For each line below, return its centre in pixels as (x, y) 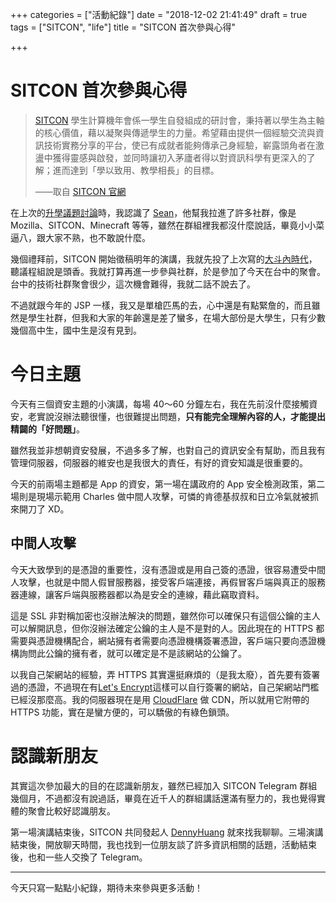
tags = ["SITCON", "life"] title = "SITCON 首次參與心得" (123, 27)
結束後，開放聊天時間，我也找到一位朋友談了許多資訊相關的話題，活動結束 (163, 844)
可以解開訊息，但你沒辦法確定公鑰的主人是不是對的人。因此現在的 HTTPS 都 (167, 628)
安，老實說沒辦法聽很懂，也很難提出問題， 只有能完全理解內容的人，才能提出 (168, 416)
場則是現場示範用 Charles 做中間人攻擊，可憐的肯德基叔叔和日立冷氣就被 (160, 496)
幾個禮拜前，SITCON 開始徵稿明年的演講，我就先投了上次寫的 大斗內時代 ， (164, 259)
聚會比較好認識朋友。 (71, 810)
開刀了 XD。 (44, 509)
